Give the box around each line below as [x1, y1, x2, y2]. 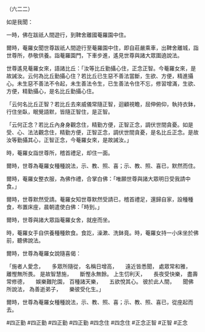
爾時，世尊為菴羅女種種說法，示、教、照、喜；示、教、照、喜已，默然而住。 [6, 162, 199, 169]
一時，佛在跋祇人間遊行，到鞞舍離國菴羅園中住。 [6, 31, 129, 38]
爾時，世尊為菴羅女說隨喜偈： [6, 250, 81, 257]
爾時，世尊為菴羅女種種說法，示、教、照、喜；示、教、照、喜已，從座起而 [6, 298, 193, 306]
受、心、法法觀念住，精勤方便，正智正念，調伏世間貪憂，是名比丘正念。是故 [6, 129, 199, 136]
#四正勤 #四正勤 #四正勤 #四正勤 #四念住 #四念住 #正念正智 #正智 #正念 [6, 319, 188, 326]
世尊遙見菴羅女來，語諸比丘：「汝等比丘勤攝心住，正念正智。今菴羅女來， [6, 65, 191, 72]
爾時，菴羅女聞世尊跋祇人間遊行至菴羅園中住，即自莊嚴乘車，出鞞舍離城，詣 [6, 44, 199, 51]
